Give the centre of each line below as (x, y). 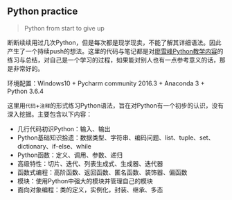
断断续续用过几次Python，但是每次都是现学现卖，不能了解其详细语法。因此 (114, 42)
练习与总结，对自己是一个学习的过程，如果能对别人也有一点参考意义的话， (113, 60)
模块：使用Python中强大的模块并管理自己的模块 (85, 181)
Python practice (43, 11)
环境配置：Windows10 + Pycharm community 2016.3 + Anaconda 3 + (106, 83)
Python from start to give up (64, 28)
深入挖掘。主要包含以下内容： (50, 114)
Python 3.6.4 (25, 91)
